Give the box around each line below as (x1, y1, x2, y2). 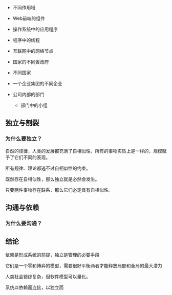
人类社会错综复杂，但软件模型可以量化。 (5, 273, 91, 280)
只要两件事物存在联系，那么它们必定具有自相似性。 (5, 187, 113, 193)
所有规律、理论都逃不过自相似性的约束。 (5, 165, 91, 171)
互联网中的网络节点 (12, 48, 54, 54)
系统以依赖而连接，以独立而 (5, 284, 64, 290)
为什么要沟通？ (5, 220, 42, 226)
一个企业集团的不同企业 (12, 81, 62, 86)
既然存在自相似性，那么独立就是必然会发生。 (5, 176, 100, 182)
